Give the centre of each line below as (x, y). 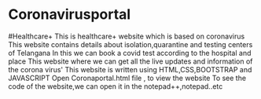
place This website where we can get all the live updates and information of (130, 61)
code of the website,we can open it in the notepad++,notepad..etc (116, 86)
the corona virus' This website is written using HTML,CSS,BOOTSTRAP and (130, 69)
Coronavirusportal (70, 15)
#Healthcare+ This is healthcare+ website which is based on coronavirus (127, 36)
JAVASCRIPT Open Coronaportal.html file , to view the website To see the (127, 78)
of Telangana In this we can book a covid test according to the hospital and (130, 53)
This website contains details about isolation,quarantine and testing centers (130, 44)
